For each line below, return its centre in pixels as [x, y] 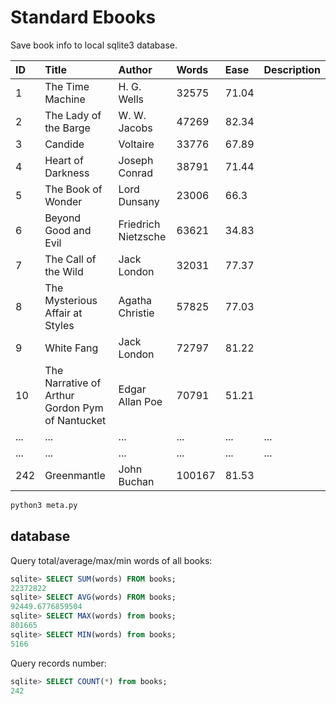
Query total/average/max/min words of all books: [111, 560]
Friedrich [139, 224]
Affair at [63, 313]
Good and [68, 230]
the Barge [67, 128]
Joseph [136, 160]
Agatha [135, 300]
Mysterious [71, 300]
